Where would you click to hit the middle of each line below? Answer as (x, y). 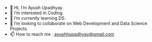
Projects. (19, 29)
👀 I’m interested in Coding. (37, 13)
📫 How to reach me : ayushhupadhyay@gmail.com (62, 34)
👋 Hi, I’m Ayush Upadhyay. (37, 8)
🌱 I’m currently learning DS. (38, 18)
